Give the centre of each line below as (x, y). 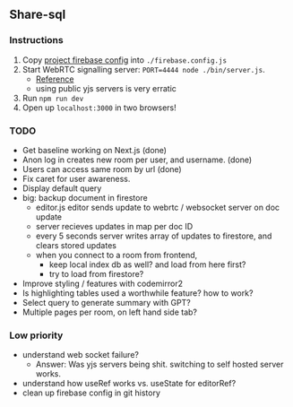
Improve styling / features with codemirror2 (103, 283)
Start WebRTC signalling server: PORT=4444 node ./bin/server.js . (144, 69)
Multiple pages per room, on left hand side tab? (109, 312)
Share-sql (38, 15)
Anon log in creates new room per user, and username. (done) (137, 160)
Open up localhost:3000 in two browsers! (99, 108)
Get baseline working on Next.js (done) (95, 150)
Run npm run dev (53, 98)
